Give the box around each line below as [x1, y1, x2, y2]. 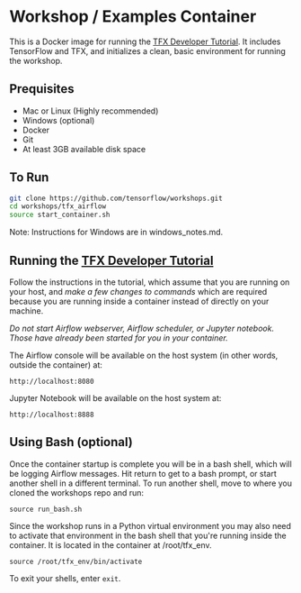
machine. [9, 306, 44, 316]
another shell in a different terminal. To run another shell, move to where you [9, 478, 292, 488]
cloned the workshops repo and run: [9, 487, 145, 497]
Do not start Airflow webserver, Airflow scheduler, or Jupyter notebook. [9, 323, 275, 333]
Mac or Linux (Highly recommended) [22, 105, 159, 116]
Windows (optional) [22, 114, 95, 125]
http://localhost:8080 [9, 377, 94, 386]
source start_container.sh [9, 210, 111, 220]
